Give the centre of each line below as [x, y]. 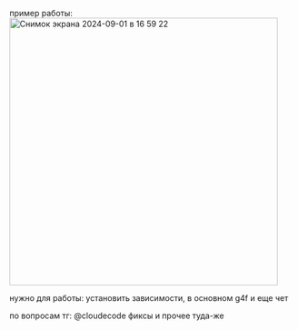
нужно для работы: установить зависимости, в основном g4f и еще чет [149, 298]
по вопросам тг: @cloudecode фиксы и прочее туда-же [117, 315]
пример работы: [41, 13]
